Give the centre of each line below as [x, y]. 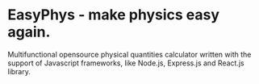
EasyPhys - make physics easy [113, 15]
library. [19, 71]
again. [29, 32]
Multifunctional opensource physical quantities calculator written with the [129, 54]
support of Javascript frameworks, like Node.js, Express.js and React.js [126, 63]
